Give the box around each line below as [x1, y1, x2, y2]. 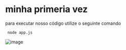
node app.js [7, 30, 33, 35]
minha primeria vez [5, 4, 88, 15]
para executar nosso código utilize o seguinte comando [5, 20, 121, 26]
